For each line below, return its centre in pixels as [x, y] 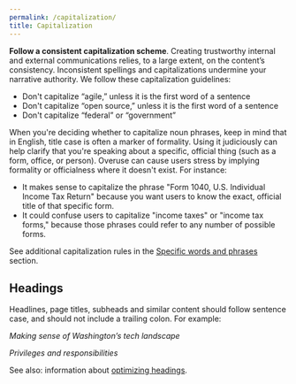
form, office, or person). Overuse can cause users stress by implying [135, 160]
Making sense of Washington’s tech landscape [95, 336]
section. [24, 260]
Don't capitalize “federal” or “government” [99, 115]
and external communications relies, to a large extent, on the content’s [137, 60]
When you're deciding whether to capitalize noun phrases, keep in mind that [148, 132]
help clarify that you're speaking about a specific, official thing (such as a [143, 150]
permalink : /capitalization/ [63, 17]
